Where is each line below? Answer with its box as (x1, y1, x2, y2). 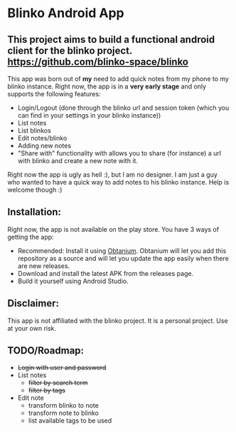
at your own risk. (7, 324, 57, 332)
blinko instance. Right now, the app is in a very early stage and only (7, 82, 207, 91)
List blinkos (17, 126, 51, 135)
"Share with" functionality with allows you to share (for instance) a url (17, 149, 222, 158)
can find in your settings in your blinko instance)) (17, 111, 161, 119)
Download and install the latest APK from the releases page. (17, 269, 194, 277)
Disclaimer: (7, 297, 59, 309)
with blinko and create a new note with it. (17, 157, 139, 165)
